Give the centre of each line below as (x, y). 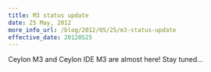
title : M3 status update (48, 15)
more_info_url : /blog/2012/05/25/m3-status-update (92, 30)
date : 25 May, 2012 (40, 23)
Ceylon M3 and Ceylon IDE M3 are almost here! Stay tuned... (105, 59)
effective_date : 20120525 (50, 37)
